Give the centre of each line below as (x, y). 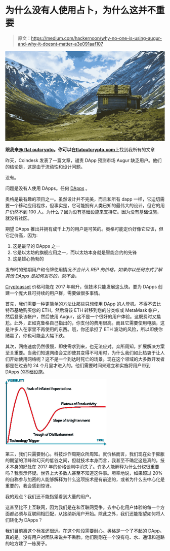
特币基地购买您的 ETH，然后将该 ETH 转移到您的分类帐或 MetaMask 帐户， (83, 310)
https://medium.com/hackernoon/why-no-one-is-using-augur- (96, 38)
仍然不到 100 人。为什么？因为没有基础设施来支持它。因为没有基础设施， (86, 212)
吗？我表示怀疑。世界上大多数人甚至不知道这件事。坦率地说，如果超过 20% (84, 473)
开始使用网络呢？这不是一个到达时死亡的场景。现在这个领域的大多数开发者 (87, 359)
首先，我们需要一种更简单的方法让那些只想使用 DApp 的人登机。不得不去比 (83, 304)
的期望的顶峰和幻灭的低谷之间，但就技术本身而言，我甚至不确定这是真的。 (83, 461)
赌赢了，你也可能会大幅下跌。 (36, 336)
